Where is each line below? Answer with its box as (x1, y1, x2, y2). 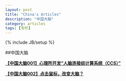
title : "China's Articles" (5, 12, 61, 17)
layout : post (5, 7, 32, 12)
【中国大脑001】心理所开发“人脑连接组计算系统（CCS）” (5, 60, 121, 66)
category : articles (5, 21, 46, 26)
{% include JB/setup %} (5, 39, 55, 45)
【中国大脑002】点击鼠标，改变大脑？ (5, 71, 84, 77)
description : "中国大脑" (5, 16, 54, 21)
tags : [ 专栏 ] (5, 26, 31, 31)
